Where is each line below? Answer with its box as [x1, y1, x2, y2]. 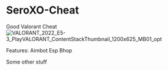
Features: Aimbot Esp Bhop [6, 46, 73, 54]
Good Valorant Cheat [6, 23, 57, 30]
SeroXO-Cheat [6, 4, 80, 17]
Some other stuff [6, 58, 47, 65]
